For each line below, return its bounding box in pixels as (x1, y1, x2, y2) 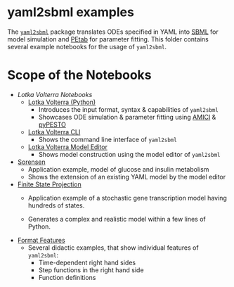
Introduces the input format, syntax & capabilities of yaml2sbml (38, 105, 219, 113)
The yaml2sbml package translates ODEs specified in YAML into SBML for (7, 27, 219, 36)
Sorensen (17, 158, 46, 166)
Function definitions (38, 273, 96, 281)
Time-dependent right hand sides (38, 258, 136, 267)
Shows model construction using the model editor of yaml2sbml (38, 150, 221, 158)
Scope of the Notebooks (7, 68, 152, 83)
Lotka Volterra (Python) (27, 98, 96, 106)
